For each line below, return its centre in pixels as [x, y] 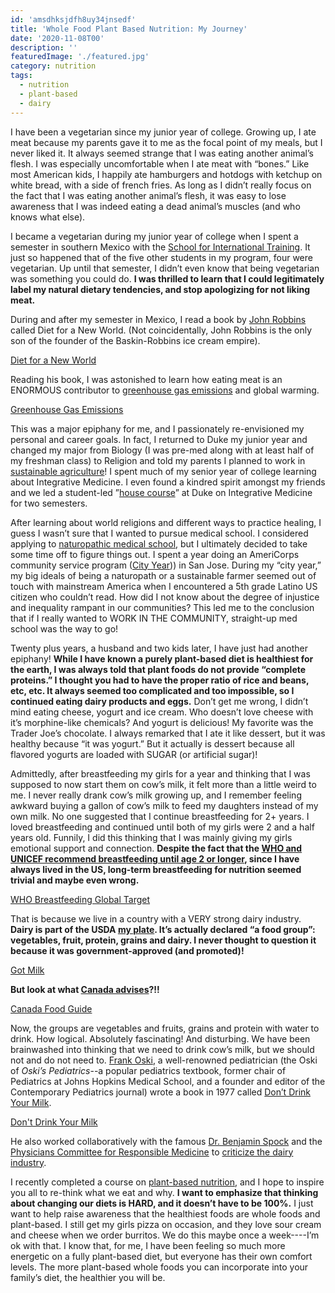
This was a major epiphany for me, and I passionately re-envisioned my [157, 428]
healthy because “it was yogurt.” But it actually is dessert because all [152, 743]
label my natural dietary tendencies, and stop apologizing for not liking [160, 289]
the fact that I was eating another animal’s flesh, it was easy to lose [148, 195]
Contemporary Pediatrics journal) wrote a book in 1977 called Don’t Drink [160, 1092]
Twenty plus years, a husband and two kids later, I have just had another [159, 648]
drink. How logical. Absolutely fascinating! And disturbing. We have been [160, 1038]
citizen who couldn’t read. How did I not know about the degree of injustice [165, 597]
